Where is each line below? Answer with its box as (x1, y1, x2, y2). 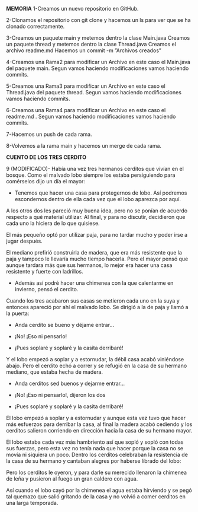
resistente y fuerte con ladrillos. (6, 268, 84, 275)
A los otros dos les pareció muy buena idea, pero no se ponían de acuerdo (6, 207, 188, 214)
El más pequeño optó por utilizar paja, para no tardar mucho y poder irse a (6, 231, 188, 238)
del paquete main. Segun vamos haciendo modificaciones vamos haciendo (6, 65, 189, 72)
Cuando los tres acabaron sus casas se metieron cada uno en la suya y (6, 297, 180, 304)
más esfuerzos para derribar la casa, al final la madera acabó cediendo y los (6, 421, 193, 428)
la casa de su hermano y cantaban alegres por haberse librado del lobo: (6, 457, 181, 465)
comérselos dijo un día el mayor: (6, 178, 86, 185)
